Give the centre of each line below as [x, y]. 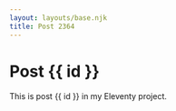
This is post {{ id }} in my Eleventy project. [88, 96]
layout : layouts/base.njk [58, 18]
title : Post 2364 [42, 26]
